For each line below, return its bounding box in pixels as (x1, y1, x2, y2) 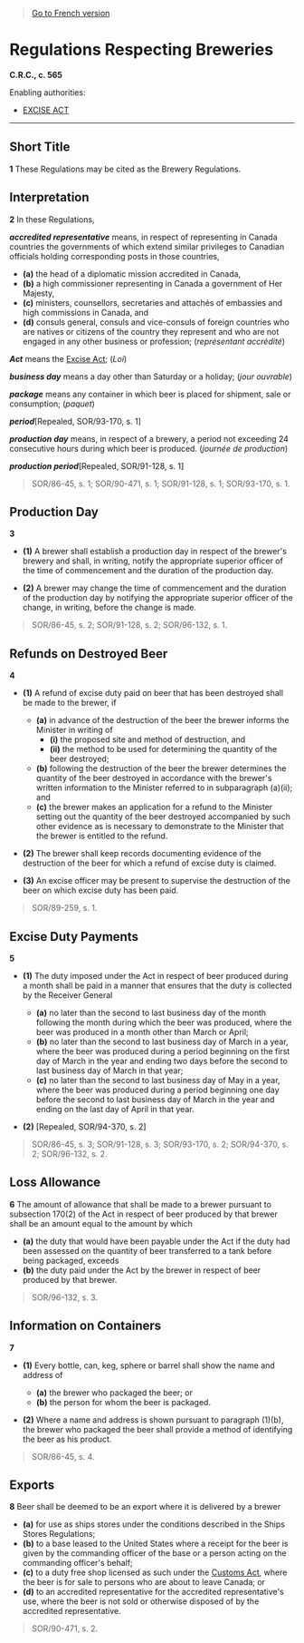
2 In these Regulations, (9, 213, 95, 225)
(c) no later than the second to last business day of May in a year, (35, 1075, 280, 1085)
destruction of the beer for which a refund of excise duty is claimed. (22, 857, 277, 869)
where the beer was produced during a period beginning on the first (35, 1046, 290, 1056)
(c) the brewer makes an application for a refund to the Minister (35, 802, 273, 813)
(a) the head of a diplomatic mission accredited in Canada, (22, 268, 242, 279)
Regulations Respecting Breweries (9, 40, 274, 60)
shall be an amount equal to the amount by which (9, 1218, 193, 1228)
